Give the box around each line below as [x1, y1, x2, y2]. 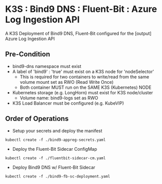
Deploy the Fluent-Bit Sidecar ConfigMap [12, 146, 97, 152]
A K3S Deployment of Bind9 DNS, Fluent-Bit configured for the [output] [5, 30, 152, 36]
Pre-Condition [5, 50, 50, 59]
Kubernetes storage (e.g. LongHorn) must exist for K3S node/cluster [12, 89, 154, 95]
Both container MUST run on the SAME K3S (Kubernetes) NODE [19, 84, 152, 90]
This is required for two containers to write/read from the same [19, 73, 150, 80]
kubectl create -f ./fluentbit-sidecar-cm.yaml [5, 155, 106, 161]
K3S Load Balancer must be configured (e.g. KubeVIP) [12, 100, 124, 106]
